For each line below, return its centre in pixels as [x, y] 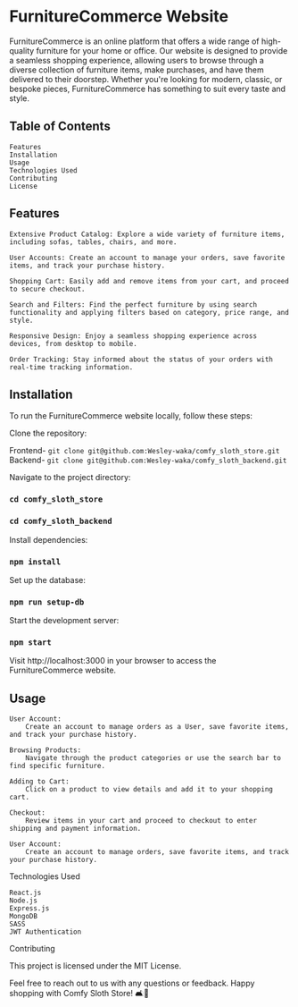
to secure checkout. [48, 289]
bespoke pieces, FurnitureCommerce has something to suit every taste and [148, 89]
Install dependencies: [49, 539]
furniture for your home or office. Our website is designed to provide [162, 50]
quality [22, 50]
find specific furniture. [57, 766]
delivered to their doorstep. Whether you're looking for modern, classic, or [146, 79]
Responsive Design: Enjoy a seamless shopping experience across [133, 336]
